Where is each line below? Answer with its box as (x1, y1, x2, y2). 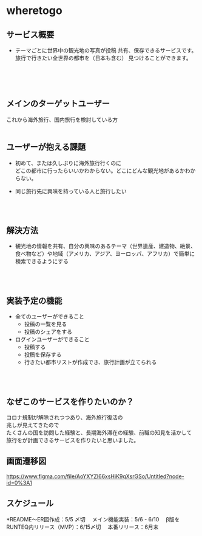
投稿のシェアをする (24, 328, 73, 336)
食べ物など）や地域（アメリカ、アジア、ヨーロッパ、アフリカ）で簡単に (15, 250, 195, 258)
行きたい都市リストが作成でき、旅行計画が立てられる (24, 359, 157, 366)
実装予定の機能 (6, 295, 62, 306)
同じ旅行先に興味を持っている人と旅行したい (15, 187, 127, 195)
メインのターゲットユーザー (6, 99, 110, 109)
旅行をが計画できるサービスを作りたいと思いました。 (6, 437, 140, 444)
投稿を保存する (24, 351, 62, 358)
